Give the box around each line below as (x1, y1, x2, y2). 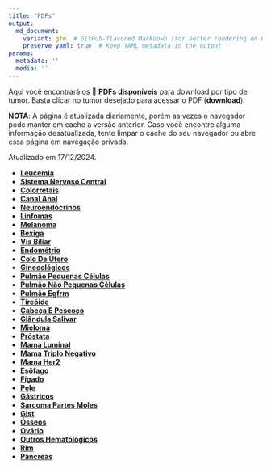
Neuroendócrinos (19, 202, 81, 212)
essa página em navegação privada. (8, 137, 129, 146)
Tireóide (19, 297, 50, 306)
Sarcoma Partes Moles (19, 399, 98, 409)
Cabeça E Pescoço (19, 305, 85, 315)
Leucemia (19, 167, 55, 178)
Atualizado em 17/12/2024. (8, 152, 97, 162)
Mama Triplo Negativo (19, 349, 97, 358)
